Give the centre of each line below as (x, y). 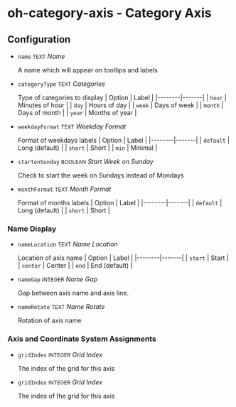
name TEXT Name (41, 56)
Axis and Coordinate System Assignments (82, 339)
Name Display (32, 229)
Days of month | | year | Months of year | (77, 113)
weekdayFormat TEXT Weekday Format (72, 126)
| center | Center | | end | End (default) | (75, 266)
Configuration (39, 39)
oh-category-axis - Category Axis (109, 13)
